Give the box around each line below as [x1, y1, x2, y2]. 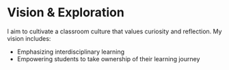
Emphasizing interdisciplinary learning [16, 48, 125, 56]
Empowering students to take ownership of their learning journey [16, 54, 200, 63]
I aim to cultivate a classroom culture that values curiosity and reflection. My [7, 27, 222, 35]
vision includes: [7, 34, 51, 42]
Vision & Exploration [7, 5, 124, 20]
